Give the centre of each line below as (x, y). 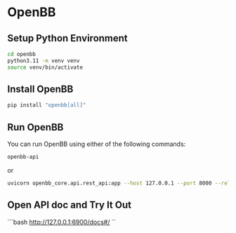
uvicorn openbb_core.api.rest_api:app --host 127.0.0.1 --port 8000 (110, 183)
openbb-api (23, 157)
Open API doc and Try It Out (70, 205)
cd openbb (22, 54)
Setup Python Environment (67, 38)
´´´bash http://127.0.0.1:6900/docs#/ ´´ (61, 222)
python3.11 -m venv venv (44, 60)
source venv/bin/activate (45, 67)
